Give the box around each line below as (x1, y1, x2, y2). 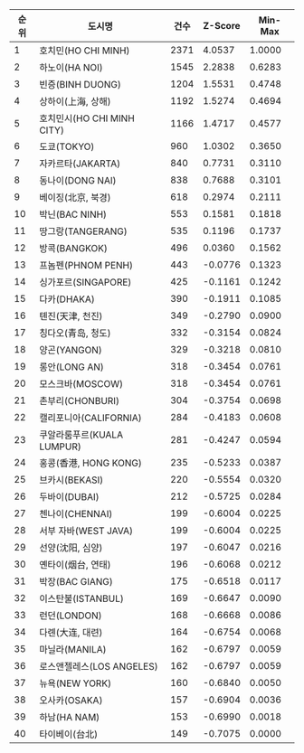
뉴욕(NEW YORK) (39, 677, 111, 690)
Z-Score (203, 20, 242, 32)
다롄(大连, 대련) (39, 626, 103, 638)
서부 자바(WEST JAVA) (39, 524, 134, 537)
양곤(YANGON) (39, 344, 102, 356)
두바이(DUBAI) (39, 491, 100, 503)
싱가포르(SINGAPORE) (39, 276, 132, 288)
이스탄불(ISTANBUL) (39, 592, 124, 605)
